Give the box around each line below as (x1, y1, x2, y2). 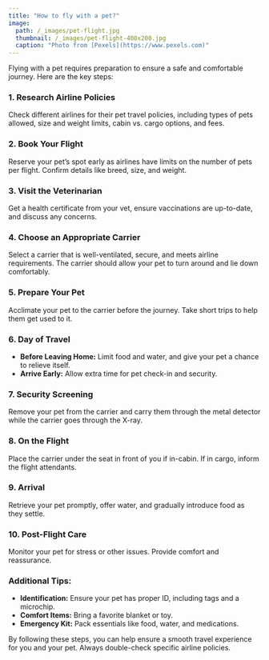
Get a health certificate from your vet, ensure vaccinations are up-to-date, (8, 203, 254, 213)
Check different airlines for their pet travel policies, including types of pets (8, 110, 254, 120)
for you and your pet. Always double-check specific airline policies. (8, 643, 231, 653)
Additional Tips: (8, 575, 72, 586)
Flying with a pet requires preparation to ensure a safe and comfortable (8, 63, 244, 73)
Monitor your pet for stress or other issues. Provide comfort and (8, 547, 219, 557)
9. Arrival (8, 482, 46, 493)
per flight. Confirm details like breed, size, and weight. (8, 165, 187, 174)
